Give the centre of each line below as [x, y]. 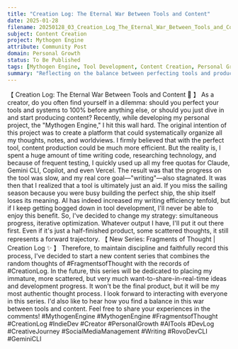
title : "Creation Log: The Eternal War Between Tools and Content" [109, 14]
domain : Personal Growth [44, 54]
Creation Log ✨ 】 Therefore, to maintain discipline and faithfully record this [118, 248]
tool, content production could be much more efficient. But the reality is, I [114, 148]
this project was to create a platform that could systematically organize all [115, 133]
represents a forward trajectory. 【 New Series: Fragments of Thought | [112, 239]
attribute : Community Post [47, 47]
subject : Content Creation [47, 34]
